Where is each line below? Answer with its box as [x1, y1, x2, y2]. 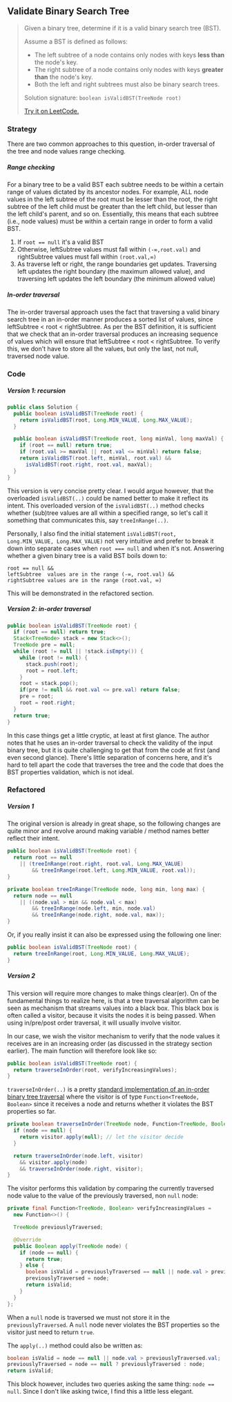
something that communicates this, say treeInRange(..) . [7, 516, 169, 524]
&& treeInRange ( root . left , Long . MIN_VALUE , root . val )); [32, 867, 196, 874]
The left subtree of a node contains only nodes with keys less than [34, 50, 225, 59]
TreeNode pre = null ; [13, 642, 76, 648]
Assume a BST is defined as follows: [23, 37, 128, 46]
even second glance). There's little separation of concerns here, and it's [7, 753, 213, 761]
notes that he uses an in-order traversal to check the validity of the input [7, 738, 213, 747]
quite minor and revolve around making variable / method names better [7, 827, 210, 835]
